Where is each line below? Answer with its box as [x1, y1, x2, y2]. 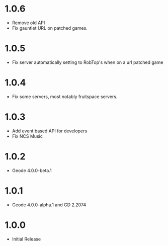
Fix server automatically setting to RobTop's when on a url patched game [12, 59, 163, 65]
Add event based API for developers [12, 128, 88, 134]
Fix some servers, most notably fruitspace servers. [12, 94, 118, 100]
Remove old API [12, 20, 45, 26]
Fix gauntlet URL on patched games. [12, 25, 88, 31]
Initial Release [12, 236, 41, 242]
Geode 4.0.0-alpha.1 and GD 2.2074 [12, 202, 87, 208]
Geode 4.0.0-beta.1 [12, 167, 52, 174]
